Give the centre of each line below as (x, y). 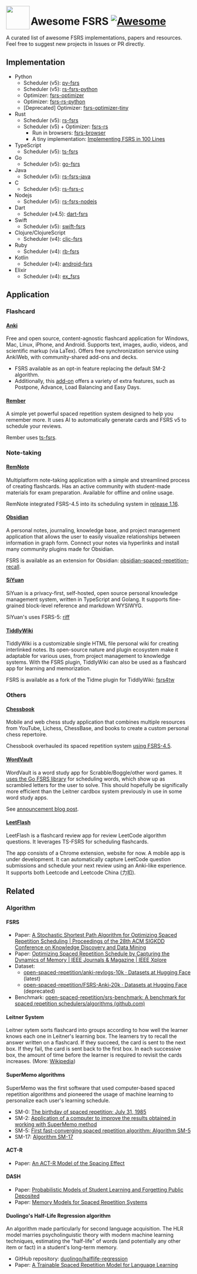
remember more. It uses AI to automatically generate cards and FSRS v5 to (96, 420)
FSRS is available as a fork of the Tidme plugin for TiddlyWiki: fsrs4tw (90, 680)
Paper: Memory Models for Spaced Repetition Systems (81, 1202)
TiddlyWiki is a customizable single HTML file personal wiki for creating (92, 644)
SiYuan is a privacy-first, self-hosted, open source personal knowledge (92, 593)
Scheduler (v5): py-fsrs (51, 83)
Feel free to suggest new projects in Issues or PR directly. (76, 43)
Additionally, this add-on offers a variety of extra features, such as (95, 381)
